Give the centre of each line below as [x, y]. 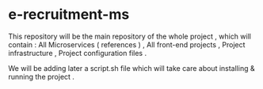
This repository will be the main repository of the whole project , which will [130, 36]
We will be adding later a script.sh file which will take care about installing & [131, 68]
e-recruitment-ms [69, 15]
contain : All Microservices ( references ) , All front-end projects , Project [127, 44]
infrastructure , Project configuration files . [78, 53]
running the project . [42, 76]
